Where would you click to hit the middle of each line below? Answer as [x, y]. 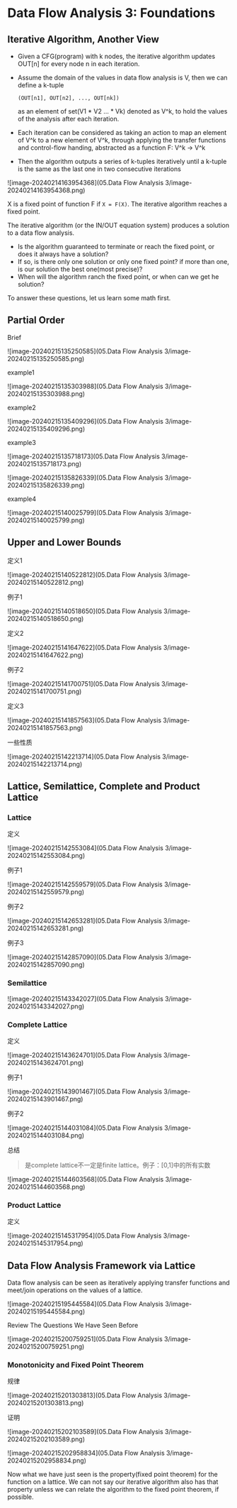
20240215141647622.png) [46, 655]
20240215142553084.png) [46, 856]
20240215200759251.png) [46, 1347]
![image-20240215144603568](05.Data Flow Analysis [86, 1179]
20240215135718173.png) [45, 463]
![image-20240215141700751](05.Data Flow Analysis [84, 683]
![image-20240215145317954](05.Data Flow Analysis [85, 1235]
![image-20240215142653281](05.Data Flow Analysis [85, 921]
